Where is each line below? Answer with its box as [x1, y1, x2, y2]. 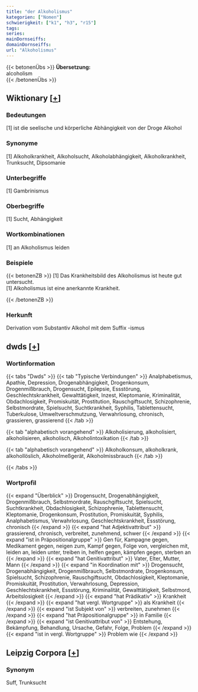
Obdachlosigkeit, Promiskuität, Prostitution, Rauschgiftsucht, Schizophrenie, [6, 398, 191, 405]
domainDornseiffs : [6, 42, 51, 48]
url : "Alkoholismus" [6, 47, 57, 53]
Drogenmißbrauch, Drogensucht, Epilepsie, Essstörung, [6, 385, 142, 392]
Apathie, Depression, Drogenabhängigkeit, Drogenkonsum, [6, 379, 150, 386]
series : [6, 31, 25, 37]
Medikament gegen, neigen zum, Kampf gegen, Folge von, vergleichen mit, [6, 543, 189, 550]
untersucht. [6, 278, 34, 285]
